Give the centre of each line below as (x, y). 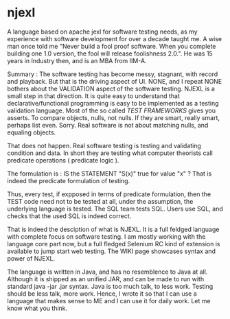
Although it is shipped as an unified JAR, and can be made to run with (106, 279)
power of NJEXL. (31, 258)
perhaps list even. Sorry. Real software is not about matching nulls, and (108, 125)
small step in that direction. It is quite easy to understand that (93, 96)
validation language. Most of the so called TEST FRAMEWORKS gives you (112, 110)
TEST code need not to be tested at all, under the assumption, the (100, 201)
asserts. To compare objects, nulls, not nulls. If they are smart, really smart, (114, 117)
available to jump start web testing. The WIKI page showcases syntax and (112, 251)
